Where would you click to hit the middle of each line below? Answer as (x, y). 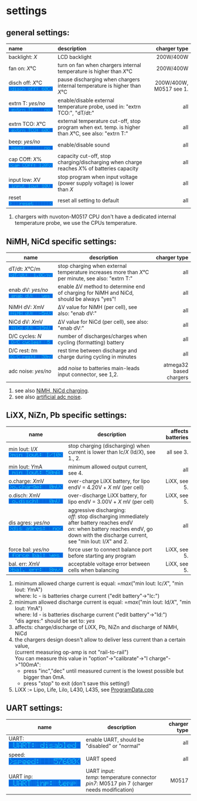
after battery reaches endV (101, 523)
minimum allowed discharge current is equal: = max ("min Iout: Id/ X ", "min (103, 602)
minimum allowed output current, (108, 467)
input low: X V (25, 180)
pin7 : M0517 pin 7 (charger (120, 783)
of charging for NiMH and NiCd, (96, 293)
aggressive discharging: (97, 510)
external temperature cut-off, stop (99, 121)
